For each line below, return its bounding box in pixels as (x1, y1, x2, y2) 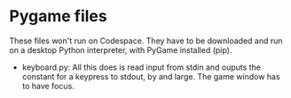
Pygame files (9, 6, 108, 26)
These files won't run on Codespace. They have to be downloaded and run (9, 35, 283, 46)
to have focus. (21, 80, 75, 91)
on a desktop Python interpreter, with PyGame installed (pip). (9, 44, 232, 55)
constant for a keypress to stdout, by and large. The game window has (21, 71, 281, 81)
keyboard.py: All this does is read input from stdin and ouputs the (21, 62, 262, 72)
